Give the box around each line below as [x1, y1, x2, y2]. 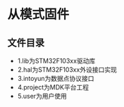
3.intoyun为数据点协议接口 [17, 75, 94, 82]
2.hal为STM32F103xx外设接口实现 [17, 65, 118, 74]
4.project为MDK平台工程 [17, 83, 89, 92]
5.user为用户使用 [17, 92, 67, 100]
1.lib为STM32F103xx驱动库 [17, 57, 96, 65]
